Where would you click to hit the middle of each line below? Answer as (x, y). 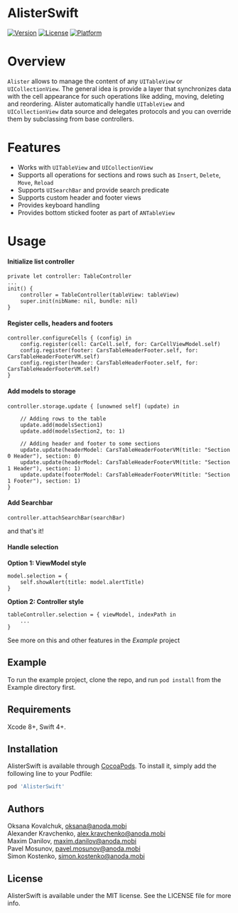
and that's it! (26, 531)
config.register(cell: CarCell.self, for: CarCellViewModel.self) (120, 345)
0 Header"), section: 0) (44, 456)
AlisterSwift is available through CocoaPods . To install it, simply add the (112, 766)
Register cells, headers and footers (60, 323)
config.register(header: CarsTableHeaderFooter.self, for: (109, 363)
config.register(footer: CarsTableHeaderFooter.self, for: (109, 351)
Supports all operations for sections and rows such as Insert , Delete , (119, 175)
